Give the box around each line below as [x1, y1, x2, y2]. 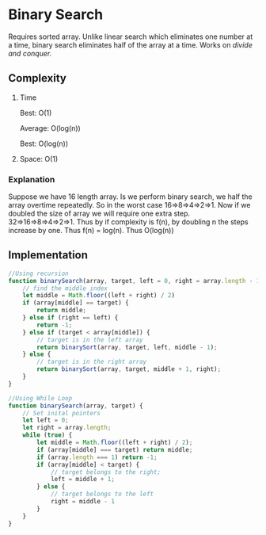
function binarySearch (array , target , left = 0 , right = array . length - [8, 277, 253, 285]
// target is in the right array [36, 358, 147, 366]
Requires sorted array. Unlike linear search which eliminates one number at [8, 32, 253, 41]
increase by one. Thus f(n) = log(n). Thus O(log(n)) [8, 226, 174, 235]
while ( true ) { [22, 431, 73, 439]
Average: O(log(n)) [19, 123, 81, 132]
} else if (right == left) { [22, 314, 119, 322]
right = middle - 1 [50, 498, 115, 506]
